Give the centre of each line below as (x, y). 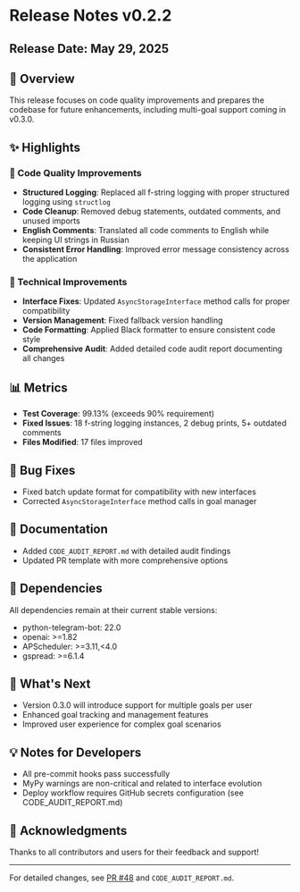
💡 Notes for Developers (75, 752)
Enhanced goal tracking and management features (115, 715)
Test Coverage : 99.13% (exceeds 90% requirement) (118, 414)
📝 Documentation (59, 530)
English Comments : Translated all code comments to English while (146, 231)
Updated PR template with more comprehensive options (125, 560)
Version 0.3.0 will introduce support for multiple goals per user (137, 705)
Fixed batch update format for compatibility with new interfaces (139, 492)
